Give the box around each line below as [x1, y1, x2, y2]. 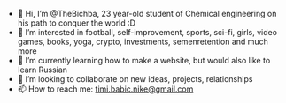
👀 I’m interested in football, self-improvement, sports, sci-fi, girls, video [17, 27, 277, 37]
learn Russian [17, 64, 68, 75]
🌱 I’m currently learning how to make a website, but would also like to [17, 55, 271, 65]
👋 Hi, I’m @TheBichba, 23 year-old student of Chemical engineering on [17, 9, 277, 18]
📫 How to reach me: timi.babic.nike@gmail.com [17, 84, 194, 94]
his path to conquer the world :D [17, 18, 135, 28]
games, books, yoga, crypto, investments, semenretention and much [17, 36, 268, 47]
